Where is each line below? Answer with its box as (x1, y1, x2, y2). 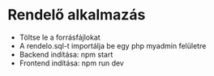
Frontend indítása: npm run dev (19, 58, 125, 68)
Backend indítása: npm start (19, 49, 113, 59)
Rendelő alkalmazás (7, 6, 146, 24)
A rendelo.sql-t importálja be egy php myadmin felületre (19, 40, 207, 50)
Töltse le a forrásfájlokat (19, 32, 101, 42)
